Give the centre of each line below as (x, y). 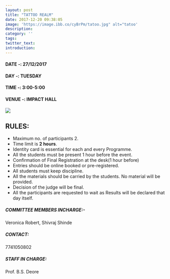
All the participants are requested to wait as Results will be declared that (89, 193)
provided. (23, 182)
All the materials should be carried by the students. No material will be (87, 176)
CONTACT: (17, 234)
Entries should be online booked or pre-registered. (66, 166)
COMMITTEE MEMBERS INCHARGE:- (45, 210)
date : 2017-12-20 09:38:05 (34, 19)
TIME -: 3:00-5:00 (25, 88)
